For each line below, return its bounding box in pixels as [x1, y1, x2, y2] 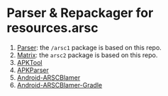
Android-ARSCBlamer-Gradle [16, 80, 103, 89]
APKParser [16, 66, 49, 74]
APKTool [16, 58, 43, 66]
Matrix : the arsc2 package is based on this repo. [16, 51, 158, 59]
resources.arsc [6, 20, 99, 36]
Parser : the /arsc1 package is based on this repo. [16, 43, 162, 52]
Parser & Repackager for [6, 5, 154, 21]
